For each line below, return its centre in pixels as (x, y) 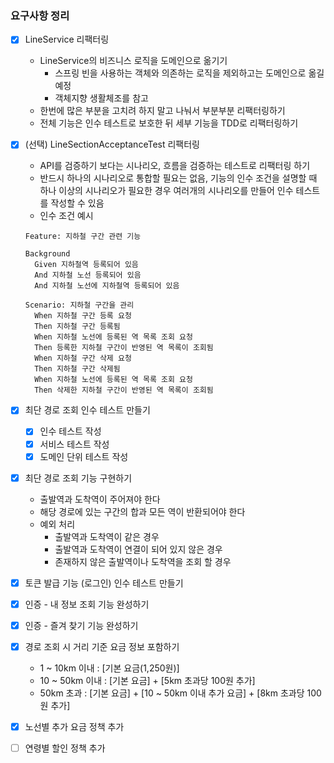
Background (47, 254)
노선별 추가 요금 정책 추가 (74, 726)
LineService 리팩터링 (67, 39)
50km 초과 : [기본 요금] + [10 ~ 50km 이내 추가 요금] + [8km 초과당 (172, 693)
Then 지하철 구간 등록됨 (77, 327)
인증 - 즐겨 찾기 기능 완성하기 (81, 625)
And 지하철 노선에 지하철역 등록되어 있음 (107, 286)
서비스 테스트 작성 (74, 444)
